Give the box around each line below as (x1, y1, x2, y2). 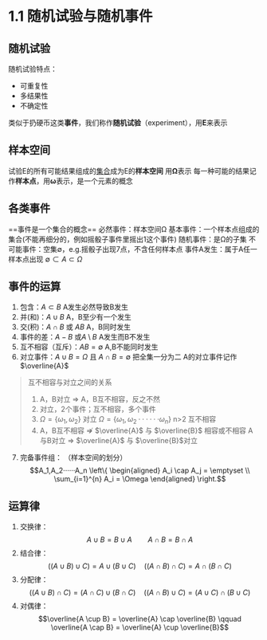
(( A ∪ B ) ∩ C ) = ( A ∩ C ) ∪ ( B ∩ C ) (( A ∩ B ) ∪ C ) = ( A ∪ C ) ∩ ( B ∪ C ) (29, 587, 251, 598)
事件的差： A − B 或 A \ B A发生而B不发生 (19, 332, 151, 342)
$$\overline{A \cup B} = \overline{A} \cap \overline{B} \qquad (38, 614, 241, 624)
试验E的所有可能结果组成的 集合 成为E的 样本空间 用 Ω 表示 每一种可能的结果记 (8, 166, 257, 175)
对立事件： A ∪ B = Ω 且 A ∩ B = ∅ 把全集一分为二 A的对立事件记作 (19, 352, 238, 362)
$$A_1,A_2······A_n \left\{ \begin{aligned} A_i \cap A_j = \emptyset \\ (29, 465, 250, 475)
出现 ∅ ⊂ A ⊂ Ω (29, 254, 83, 264)
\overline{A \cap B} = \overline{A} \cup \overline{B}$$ (50, 622, 230, 632)
